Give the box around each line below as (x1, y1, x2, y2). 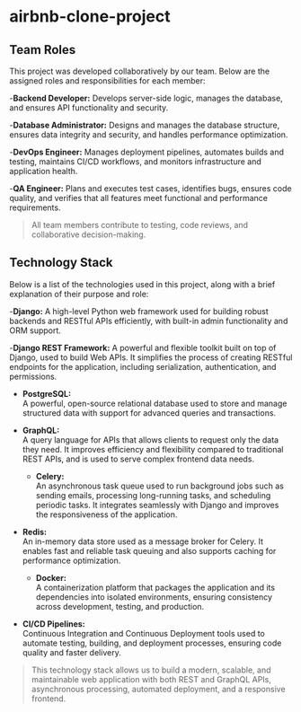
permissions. (9, 371, 58, 382)
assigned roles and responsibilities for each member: (9, 75, 206, 86)
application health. (9, 166, 78, 176)
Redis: (22, 526, 48, 537)
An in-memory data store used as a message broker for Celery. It (22, 536, 263, 547)
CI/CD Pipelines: (22, 618, 85, 629)
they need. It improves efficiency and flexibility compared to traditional (22, 444, 284, 454)
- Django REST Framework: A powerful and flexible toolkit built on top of (9, 342, 277, 353)
